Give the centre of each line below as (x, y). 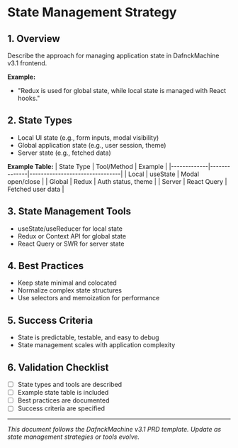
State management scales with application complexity (96, 345)
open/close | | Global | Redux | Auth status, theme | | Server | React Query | (117, 181)
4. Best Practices (46, 266)
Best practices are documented (63, 400)
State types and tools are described (70, 385)
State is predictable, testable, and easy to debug (88, 337)
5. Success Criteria (50, 320)
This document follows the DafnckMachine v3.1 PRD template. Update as (114, 430)
